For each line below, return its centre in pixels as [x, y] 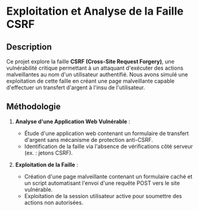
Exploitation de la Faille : [46, 165]
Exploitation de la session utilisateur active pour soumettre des [103, 196]
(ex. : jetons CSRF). [49, 153]
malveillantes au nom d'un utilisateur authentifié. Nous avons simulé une [97, 74]
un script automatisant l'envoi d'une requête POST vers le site [102, 183]
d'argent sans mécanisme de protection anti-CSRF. [89, 139]
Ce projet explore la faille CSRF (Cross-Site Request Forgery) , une [91, 61]
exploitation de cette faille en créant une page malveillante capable [91, 81]
